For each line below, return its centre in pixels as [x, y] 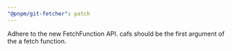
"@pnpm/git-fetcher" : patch [49, 14]
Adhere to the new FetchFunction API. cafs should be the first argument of [116, 34]
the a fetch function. [37, 41]
